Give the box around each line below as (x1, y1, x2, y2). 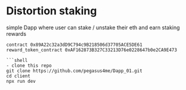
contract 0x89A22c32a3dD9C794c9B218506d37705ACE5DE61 (6, 42, 143, 48)
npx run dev (6, 78, 36, 84)
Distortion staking (6, 4, 97, 18)
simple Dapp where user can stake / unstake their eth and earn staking (6, 24, 180, 31)
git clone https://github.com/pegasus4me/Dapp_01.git (6, 67, 143, 74)
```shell (6, 57, 28, 63)
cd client (6, 73, 31, 79)
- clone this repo (6, 63, 52, 69)
